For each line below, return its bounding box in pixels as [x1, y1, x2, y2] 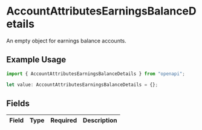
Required [50, 116, 77, 125]
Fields [6, 98, 30, 108]
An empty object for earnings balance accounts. [6, 37, 127, 44]
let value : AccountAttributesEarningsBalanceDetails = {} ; [6, 82, 158, 88]
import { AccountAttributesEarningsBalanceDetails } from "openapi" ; [6, 71, 186, 77]
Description [82, 116, 118, 125]
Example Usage [6, 54, 67, 65]
